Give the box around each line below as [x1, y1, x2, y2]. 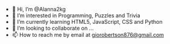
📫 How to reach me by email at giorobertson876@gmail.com [11, 32, 165, 38]
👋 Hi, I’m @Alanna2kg [11, 6, 66, 12]
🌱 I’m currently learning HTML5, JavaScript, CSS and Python [11, 18, 163, 25]
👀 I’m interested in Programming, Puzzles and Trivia [11, 12, 140, 19]
